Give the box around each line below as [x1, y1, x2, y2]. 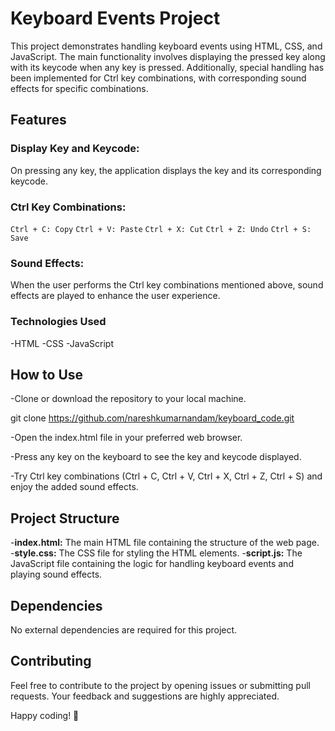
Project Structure [10, 510, 120, 527]
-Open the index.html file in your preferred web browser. [10, 432, 243, 444]
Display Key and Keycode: [10, 142, 140, 156]
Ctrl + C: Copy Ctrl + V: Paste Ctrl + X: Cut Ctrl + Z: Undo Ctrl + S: [10, 224, 312, 234]
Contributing [10, 653, 92, 670]
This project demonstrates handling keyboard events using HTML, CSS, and [10, 40, 323, 52]
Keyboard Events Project [10, 7, 221, 30]
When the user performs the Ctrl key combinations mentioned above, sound [10, 279, 324, 291]
